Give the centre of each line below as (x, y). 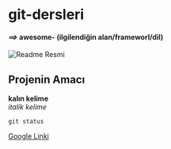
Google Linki (28, 136)
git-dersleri (46, 15)
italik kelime (28, 107)
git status (26, 122)
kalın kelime (28, 99)
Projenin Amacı (47, 80)
